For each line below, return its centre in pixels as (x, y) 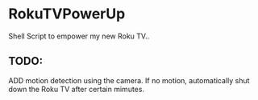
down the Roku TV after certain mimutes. (77, 89)
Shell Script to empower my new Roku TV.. (79, 36)
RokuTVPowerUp (67, 14)
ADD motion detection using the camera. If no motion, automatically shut (129, 80)
